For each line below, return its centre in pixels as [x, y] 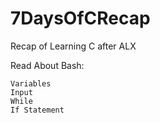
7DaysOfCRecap [80, 18]
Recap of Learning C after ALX [73, 46]
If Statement [37, 110]
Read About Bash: [47, 65]
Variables [31, 83]
